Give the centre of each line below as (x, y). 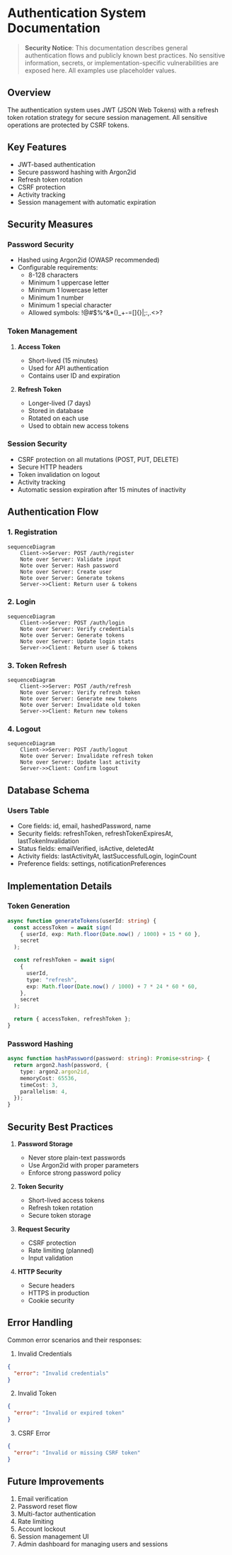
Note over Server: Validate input (71, 559)
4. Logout (24, 729)
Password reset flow (47, 1506)
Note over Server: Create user (66, 572)
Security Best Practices (60, 1127)
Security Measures (50, 224)
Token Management (42, 331)
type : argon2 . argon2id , (55, 1072)
